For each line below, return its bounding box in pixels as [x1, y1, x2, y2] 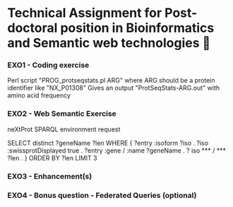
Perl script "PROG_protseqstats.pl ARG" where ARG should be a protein [7, 76, 215, 85]
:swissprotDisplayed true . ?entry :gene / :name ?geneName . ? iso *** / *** [7, 146, 227, 155]
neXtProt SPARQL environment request [7, 125, 121, 134]
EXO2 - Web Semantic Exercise [7, 109, 116, 119]
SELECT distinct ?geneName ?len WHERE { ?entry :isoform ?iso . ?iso [7, 138, 209, 147]
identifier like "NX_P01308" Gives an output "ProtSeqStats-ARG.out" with [7, 83, 220, 93]
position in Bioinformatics [59, 20, 215, 36]
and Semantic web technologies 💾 [7, 35, 211, 51]
